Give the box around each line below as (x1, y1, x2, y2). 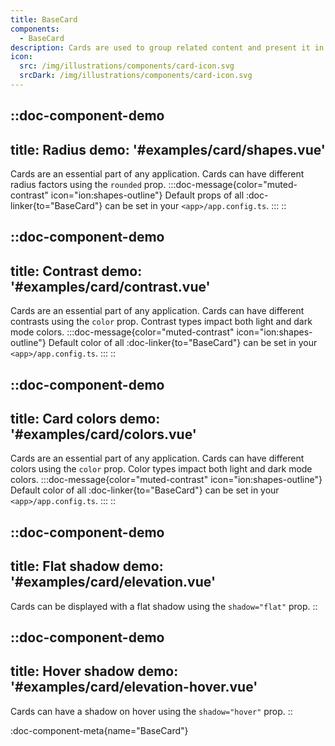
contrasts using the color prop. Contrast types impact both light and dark (10, 316, 313, 328)
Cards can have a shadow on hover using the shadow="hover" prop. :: (10, 705, 293, 717)
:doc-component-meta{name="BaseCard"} (10, 724, 189, 736)
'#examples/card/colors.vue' (10, 426, 197, 443)
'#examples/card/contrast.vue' (10, 278, 211, 295)
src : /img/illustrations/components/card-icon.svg (19, 61, 235, 71)
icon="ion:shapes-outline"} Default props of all (50, 189, 245, 201)
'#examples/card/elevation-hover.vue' (10, 679, 258, 696)
